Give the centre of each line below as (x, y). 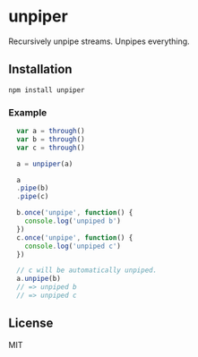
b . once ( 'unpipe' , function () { (75, 213)
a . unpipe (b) (39, 279)
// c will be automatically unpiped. (87, 270)
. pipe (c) (33, 197)
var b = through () (51, 139)
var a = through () (51, 132)
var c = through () (51, 148)
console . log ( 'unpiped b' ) (73, 221)
